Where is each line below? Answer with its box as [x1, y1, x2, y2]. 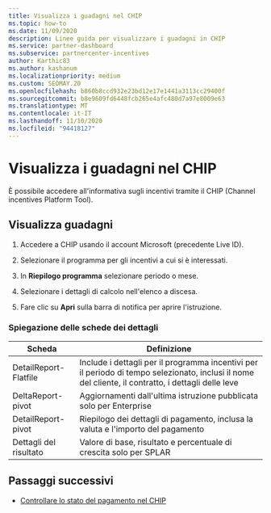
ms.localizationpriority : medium [8, 72, 121, 80]
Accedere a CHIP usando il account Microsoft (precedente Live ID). [19, 239, 244, 249]
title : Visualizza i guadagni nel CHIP [8, 11, 143, 20]
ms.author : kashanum [8, 65, 78, 73]
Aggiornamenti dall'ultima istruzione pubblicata [79, 389, 258, 401]
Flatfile [12, 372, 39, 383]
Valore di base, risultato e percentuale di [79, 436, 232, 448]
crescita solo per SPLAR [79, 446, 171, 457]
